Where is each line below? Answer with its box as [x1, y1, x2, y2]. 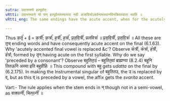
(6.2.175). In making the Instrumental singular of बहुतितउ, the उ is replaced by [5, 69, 162, 75]
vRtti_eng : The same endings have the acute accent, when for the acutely [5, 17, 166, 22]
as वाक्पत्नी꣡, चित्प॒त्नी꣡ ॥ [5, 90, 43, 96]
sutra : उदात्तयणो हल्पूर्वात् [5, 7, 47, 13]
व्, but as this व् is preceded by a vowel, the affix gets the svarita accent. [5, 74, 155, 80]
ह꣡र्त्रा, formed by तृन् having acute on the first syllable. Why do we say [5, 52, 145, 58]
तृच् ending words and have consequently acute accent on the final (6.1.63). [5, 41, 161, 47]
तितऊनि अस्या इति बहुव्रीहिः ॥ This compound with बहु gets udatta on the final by [5, 63, 158, 69]
